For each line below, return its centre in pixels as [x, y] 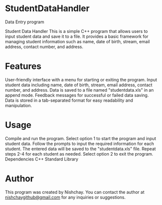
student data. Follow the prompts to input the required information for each [80, 143]
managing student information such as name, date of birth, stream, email [77, 41]
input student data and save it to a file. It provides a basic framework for [77, 36]
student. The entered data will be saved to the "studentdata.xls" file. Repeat [81, 149]
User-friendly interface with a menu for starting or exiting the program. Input [81, 79]
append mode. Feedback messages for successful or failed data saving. [77, 95]
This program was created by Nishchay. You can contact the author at [75, 192]
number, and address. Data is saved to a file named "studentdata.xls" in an [79, 90]
